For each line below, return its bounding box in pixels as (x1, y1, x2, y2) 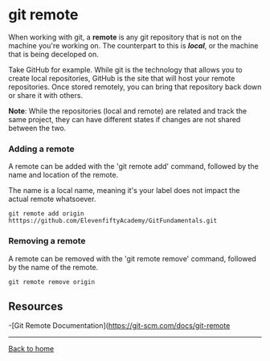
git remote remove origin (8, 277, 95, 286)
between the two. (8, 123, 67, 133)
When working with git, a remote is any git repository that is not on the (8, 32, 243, 42)
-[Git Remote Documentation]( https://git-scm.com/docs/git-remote (8, 321, 231, 330)
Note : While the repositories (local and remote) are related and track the (8, 106, 247, 116)
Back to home (8, 344, 55, 354)
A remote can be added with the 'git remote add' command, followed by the (8, 162, 259, 171)
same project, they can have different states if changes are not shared (8, 114, 241, 124)
